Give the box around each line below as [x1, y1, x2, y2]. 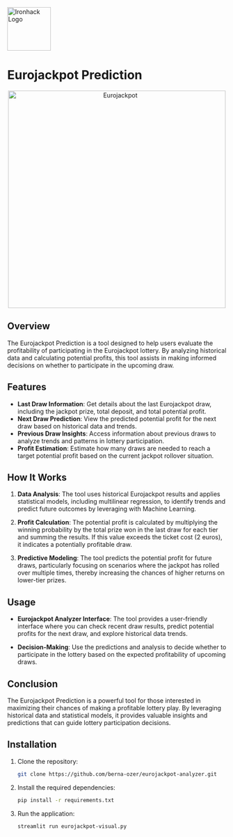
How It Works [7, 471, 67, 483]
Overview [7, 320, 51, 333]
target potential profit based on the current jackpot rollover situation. [17, 452, 214, 460]
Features [7, 381, 47, 393]
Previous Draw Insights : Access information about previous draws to [17, 429, 216, 438]
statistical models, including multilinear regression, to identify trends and [17, 497, 226, 506]
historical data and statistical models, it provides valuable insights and [7, 711, 208, 719]
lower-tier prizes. [17, 576, 67, 584]
